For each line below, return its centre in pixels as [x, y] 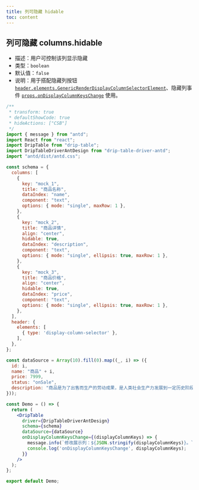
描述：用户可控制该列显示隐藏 [51, 58]
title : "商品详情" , [44, 228]
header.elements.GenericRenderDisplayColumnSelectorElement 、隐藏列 [101, 88]
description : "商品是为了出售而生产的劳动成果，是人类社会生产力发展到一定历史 [98, 388]
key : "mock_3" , [41, 272]
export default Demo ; [33, 481]
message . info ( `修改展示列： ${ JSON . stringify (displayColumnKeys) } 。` [110, 443]
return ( [22, 410]
